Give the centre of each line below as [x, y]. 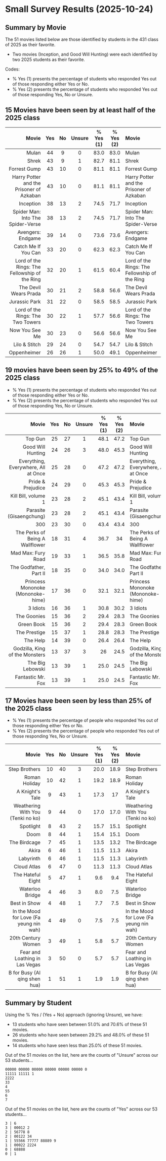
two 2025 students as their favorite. [49, 60]
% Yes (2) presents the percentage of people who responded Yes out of [86, 731]
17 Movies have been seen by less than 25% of [78, 701]
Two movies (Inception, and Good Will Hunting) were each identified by [85, 54]
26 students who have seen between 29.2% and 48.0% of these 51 [81, 1035]
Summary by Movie [36, 28]
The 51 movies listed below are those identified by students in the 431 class [82, 39]
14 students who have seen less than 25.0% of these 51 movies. [77, 1045]
